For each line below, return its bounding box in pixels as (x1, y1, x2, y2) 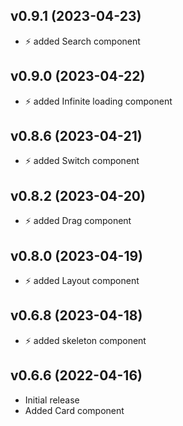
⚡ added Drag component (24, 215, 132, 227)
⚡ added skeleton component (24, 334, 147, 346)
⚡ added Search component (24, 35, 141, 47)
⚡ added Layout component (24, 275, 140, 287)
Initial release (24, 394, 80, 406)
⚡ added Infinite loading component (24, 95, 173, 107)
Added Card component (24, 404, 125, 416)
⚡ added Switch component (24, 155, 140, 167)
